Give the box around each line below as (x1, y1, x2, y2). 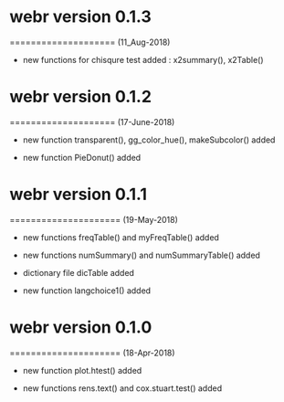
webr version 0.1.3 (9, 6, 153, 27)
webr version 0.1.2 (9, 87, 153, 107)
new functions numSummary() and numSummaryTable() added (22, 249, 260, 260)
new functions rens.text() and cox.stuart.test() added (22, 382, 222, 394)
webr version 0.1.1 (9, 185, 148, 205)
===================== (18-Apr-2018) (9, 347, 175, 358)
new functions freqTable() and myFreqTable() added (22, 231, 219, 243)
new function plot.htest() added (22, 365, 142, 376)
